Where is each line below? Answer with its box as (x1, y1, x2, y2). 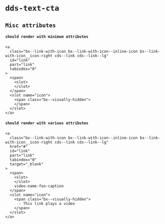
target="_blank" (10, 161, 44, 166)
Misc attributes (5, 22, 56, 29)
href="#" (10, 144, 28, 149)
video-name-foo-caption (14, 183, 64, 188)
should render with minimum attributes (5, 34, 89, 40)
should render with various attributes (5, 121, 89, 126)
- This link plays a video (18, 201, 75, 206)
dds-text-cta (5, 4, 59, 13)
